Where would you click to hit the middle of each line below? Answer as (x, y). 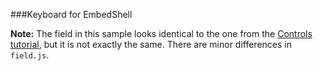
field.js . (30, 55)
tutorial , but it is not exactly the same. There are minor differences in (151, 44)
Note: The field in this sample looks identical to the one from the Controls (161, 33)
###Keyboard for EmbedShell (71, 14)
